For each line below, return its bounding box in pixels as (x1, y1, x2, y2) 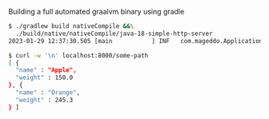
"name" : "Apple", (15, 66, 78, 74)
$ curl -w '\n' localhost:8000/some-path (8, 51, 149, 59)
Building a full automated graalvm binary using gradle (8, 7, 185, 16)
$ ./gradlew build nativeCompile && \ (8, 22, 134, 30)
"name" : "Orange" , (15, 89, 81, 97)
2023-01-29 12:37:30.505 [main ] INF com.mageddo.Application (8, 37, 263, 45)
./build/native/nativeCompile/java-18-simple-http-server (15, 30, 214, 38)
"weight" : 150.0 (15, 73, 74, 82)
